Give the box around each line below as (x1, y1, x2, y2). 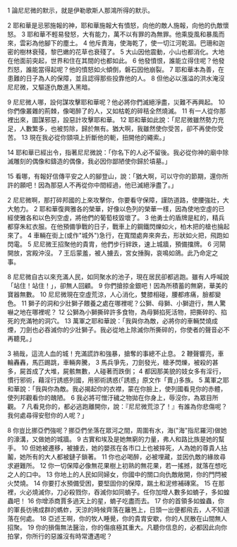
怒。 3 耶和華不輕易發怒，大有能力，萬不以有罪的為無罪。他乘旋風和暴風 (7, 30, 219, 38)
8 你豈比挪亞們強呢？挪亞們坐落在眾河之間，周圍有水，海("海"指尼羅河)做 (7, 426, 221, 434)
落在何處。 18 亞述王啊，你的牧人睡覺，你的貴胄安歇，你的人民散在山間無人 (7, 515, 228, 522)
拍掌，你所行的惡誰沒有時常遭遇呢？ (7, 532, 113, 540)
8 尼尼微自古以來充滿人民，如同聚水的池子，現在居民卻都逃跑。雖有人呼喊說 (7, 272, 229, 281)
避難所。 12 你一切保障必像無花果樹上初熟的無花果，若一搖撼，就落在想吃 (13, 462, 228, 469)
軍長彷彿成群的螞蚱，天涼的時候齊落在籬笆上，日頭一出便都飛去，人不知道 (13, 505, 230, 514)
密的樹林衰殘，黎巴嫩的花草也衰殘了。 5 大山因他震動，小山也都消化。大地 (7, 48, 225, 56)
